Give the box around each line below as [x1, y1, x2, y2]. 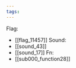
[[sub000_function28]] [14, 55, 71, 62]
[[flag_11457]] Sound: [14, 36, 66, 43]
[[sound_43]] [14, 43, 47, 50]
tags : [6, 8, 20, 15]
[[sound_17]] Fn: [14, 48, 54, 56]
